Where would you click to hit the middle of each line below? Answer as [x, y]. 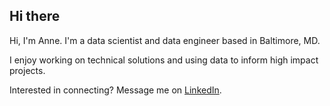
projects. [27, 70]
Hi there [35, 16]
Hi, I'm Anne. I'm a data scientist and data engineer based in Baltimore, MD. [165, 40]
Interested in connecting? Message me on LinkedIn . [115, 90]
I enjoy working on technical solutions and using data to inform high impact [164, 60]
